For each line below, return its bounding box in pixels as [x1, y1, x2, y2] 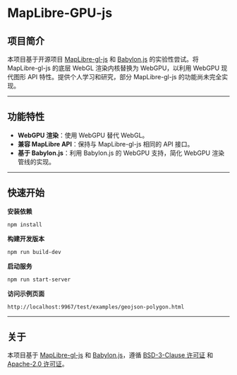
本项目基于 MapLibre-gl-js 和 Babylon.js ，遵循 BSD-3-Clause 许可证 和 [7, 351, 214, 359]
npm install [7, 221, 42, 228]
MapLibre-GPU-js [7, 5, 113, 21]
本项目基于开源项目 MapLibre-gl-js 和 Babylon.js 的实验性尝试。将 [7, 55, 199, 63]
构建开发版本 [7, 234, 44, 243]
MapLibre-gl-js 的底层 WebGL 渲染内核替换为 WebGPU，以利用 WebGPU [7, 64, 220, 72]
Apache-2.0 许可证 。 [7, 359, 68, 369]
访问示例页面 [7, 289, 44, 298]
